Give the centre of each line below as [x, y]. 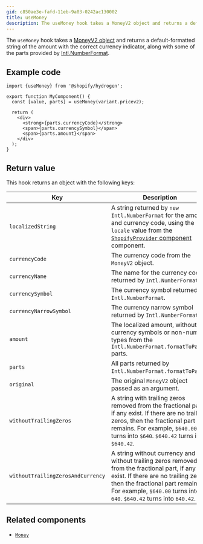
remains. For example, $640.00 [154, 428]
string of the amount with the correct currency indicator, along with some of [101, 47]
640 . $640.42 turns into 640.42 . [153, 498]
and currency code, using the [153, 223]
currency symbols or [140, 332]
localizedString [33, 226]
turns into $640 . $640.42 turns [152, 436]
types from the [132, 340]
